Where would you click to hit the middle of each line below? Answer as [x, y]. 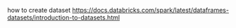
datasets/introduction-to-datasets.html [64, 17]
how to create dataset [39, 10]
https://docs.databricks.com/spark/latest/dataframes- [150, 10]
